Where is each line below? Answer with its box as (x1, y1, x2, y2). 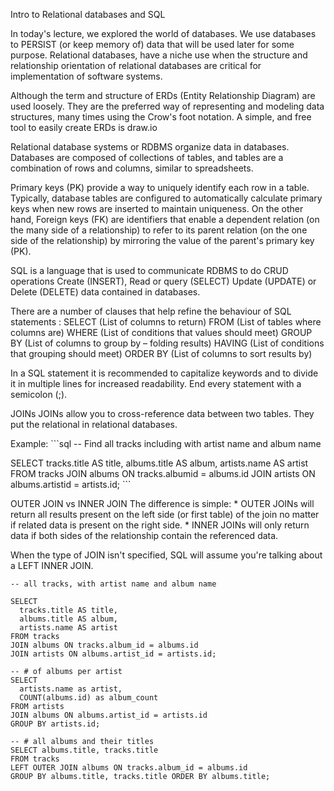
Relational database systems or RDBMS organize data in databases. (10, 141, 290, 153)
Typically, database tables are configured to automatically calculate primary (10, 192, 323, 204)
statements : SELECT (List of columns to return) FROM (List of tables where (10, 316, 322, 328)
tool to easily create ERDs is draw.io (10, 122, 158, 133)
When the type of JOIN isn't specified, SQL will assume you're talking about (10, 549, 323, 561)
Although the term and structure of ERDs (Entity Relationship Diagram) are (10, 90, 316, 101)
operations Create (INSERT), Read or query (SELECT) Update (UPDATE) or (10, 275, 317, 287)
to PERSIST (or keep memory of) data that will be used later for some (10, 39, 295, 50)
